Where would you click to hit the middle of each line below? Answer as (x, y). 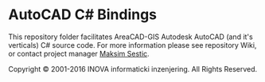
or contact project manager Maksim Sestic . (79, 53)
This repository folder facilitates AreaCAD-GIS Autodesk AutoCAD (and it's (131, 37)
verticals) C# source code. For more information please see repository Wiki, (132, 45)
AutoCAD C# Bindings (83, 15)
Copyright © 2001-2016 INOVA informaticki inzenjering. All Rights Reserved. (133, 68)
